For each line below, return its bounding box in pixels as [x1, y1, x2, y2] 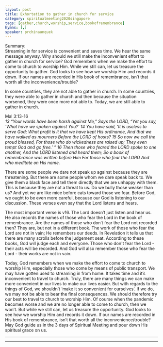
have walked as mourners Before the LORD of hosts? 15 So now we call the [5, 134, 156, 140]
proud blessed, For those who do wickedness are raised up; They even [5, 139, 147, 145]
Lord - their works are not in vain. [5, 251, 72, 256]
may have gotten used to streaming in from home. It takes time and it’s [5, 270, 146, 276]
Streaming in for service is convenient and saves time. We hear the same [5, 48, 151, 54]
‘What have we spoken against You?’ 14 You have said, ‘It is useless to [5, 124, 147, 129]
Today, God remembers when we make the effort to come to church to [5, 260, 146, 266]
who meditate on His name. [5, 160, 60, 165]
